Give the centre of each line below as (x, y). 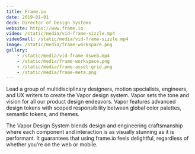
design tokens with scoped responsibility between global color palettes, (94, 108)
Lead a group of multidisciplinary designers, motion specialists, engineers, (97, 89)
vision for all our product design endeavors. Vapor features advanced (91, 102)
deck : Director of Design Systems (49, 23)
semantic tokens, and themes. (43, 114)
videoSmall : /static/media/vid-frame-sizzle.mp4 (67, 39)
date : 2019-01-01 (28, 17)
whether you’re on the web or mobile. (52, 145)
